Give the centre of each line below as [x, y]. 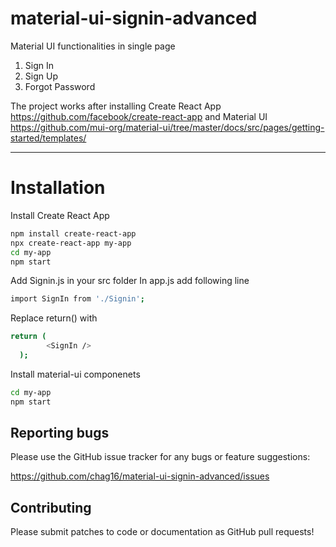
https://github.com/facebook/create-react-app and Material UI [139, 116]
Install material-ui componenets [75, 374]
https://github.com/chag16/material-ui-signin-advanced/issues [140, 476]
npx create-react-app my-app [71, 243]
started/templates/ [48, 138]
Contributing [51, 507]
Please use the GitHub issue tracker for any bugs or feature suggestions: [160, 457]
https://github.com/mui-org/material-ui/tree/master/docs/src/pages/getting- [167, 127]
